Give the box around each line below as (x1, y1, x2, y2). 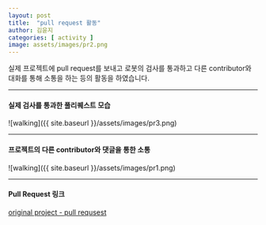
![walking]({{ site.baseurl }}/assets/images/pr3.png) (8, 118, 177, 128)
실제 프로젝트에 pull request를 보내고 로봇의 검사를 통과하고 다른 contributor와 (8, 64, 252, 73)
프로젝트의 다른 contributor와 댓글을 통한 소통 (8, 144, 150, 154)
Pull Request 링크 (8, 189, 65, 199)
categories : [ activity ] (8, 33, 93, 42)
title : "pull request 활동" (8, 19, 101, 27)
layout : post (8, 11, 51, 20)
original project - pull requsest (8, 207, 107, 217)
